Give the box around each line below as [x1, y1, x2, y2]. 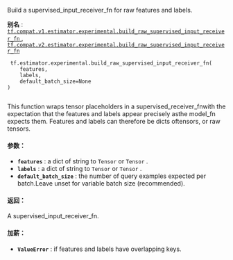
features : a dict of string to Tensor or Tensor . [17, 157, 148, 165]
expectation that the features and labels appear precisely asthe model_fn [7, 110, 216, 117]
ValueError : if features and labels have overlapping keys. [17, 245, 182, 253]
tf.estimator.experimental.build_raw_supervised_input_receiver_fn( [10, 60, 213, 67]
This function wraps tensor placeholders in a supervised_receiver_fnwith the [7, 102, 226, 111]
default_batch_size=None [19, 78, 92, 85]
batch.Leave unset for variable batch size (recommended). [17, 179, 185, 188]
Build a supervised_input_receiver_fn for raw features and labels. [7, 6, 193, 14]
